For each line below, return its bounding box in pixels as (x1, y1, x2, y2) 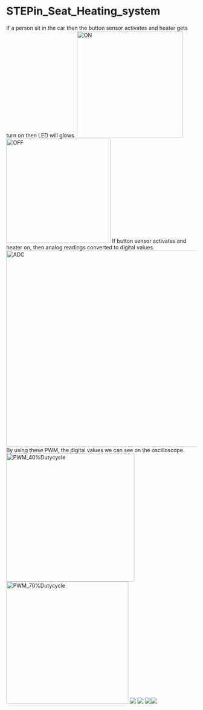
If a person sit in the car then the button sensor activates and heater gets (6, 24, 188, 31)
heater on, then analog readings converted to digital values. (6, 243, 155, 251)
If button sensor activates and (111, 237, 187, 245)
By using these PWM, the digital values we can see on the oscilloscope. (6, 446, 185, 453)
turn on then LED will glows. (6, 131, 76, 139)
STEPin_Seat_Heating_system (6, 4, 161, 18)
